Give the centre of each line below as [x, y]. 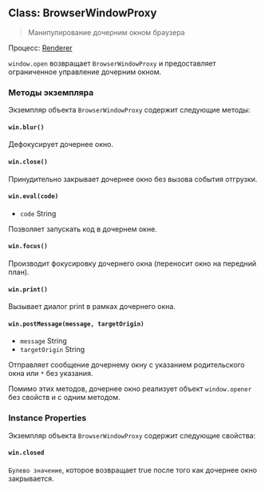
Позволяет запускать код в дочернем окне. [83, 229]
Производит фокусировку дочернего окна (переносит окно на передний [132, 263]
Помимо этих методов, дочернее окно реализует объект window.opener [130, 389]
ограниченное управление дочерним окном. [85, 72]
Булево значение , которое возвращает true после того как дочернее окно [133, 469]
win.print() [28, 289]
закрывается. [31, 478]
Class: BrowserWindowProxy [83, 13]
